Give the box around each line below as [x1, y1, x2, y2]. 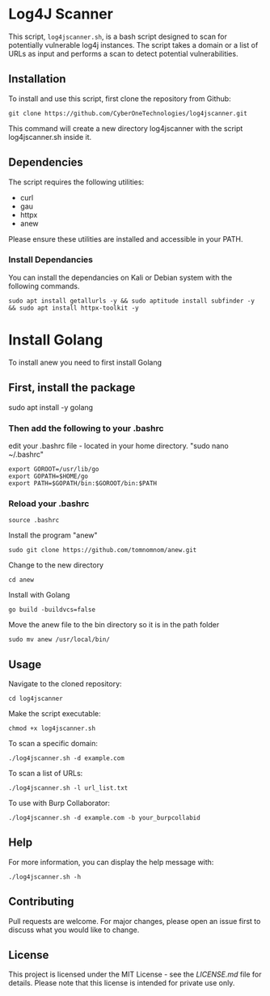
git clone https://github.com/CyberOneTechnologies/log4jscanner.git [8, 109, 248, 117]
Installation [8, 72, 66, 86]
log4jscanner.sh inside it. [8, 132, 92, 141]
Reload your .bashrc [8, 498, 90, 509]
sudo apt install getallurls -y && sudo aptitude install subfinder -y [8, 297, 255, 305]
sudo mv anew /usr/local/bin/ [8, 635, 111, 644]
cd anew [8, 576, 35, 585]
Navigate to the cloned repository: [8, 679, 123, 689]
